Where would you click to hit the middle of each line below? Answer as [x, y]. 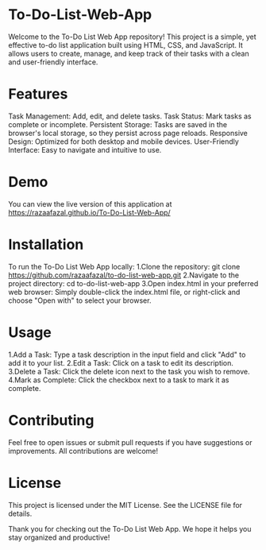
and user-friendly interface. [53, 62]
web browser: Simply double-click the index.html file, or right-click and [124, 292]
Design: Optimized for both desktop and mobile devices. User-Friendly [124, 141]
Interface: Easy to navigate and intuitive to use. [85, 149]
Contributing [51, 420]
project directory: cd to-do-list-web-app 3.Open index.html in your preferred [133, 283]
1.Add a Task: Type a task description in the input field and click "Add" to [127, 354]
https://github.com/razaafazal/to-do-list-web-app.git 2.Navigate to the [124, 275]
